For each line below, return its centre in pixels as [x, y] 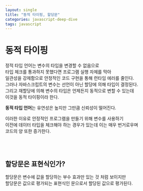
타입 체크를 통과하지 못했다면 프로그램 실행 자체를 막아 [58, 72]
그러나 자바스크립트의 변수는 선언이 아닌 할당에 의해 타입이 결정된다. [72, 84]
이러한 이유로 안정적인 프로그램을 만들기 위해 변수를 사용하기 [64, 119]
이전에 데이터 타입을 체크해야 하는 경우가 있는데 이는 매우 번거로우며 [72, 125]
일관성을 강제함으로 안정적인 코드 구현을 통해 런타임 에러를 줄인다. [70, 78]
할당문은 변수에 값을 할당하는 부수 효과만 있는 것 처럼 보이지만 [66, 177]
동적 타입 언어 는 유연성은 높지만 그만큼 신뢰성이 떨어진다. [61, 108]
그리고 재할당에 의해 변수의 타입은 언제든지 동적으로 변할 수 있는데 [70, 91]
